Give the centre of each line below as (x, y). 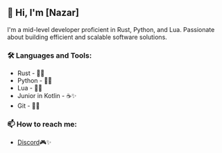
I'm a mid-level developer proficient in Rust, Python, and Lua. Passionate (111, 29)
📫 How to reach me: (42, 124)
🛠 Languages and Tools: (50, 55)
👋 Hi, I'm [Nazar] (43, 13)
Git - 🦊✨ (28, 106)
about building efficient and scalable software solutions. (87, 37)
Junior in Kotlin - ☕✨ (47, 96)
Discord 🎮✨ (34, 143)
